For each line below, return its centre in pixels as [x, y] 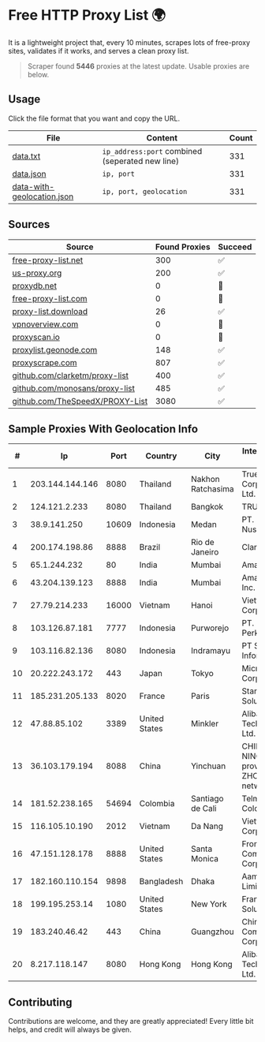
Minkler [205, 724]
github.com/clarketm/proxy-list [70, 375]
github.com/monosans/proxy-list [74, 388]
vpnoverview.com [45, 324]
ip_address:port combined [152, 151]
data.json [29, 174]
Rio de [202, 543]
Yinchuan [208, 766]
